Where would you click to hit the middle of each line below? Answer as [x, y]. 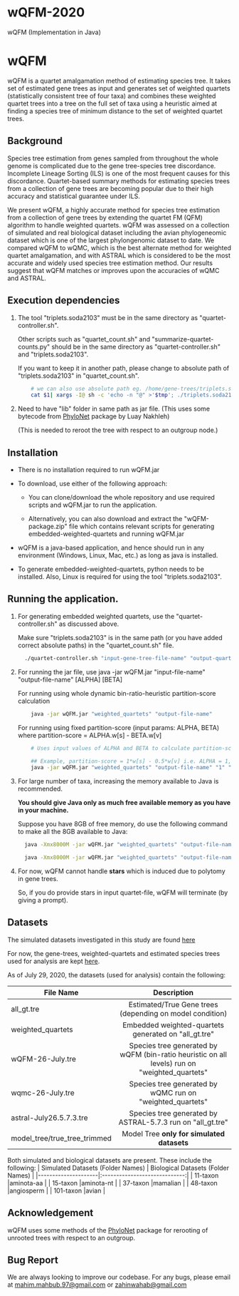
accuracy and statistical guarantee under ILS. [74, 196]
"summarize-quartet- [183, 339]
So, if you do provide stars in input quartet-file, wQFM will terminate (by [123, 893]
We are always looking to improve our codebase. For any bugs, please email [119, 1277]
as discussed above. [89, 624]
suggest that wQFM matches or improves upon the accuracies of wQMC [113, 270]
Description [173, 992]
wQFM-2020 [46, 12]
